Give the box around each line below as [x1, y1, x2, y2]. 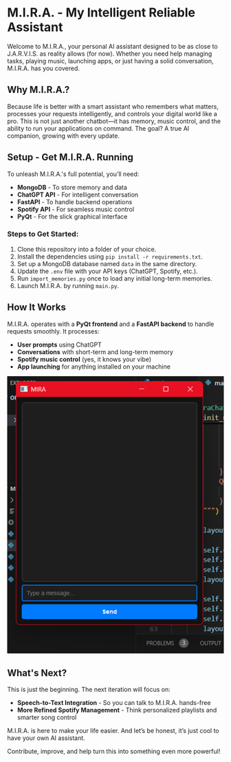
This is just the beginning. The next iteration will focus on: [7, 686, 170, 694]
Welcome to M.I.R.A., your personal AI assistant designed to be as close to [7, 42, 218, 50]
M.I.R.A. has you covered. [7, 64, 80, 72]
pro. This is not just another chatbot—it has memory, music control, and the [7, 117, 221, 125]
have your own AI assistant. [7, 734, 86, 742]
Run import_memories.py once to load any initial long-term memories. [16, 274, 212, 283]
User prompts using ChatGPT [16, 340, 102, 349]
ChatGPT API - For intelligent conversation [16, 190, 139, 199]
